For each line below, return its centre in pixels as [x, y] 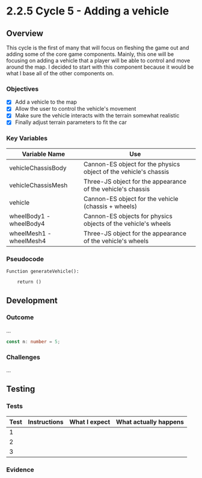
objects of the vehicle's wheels [127, 223]
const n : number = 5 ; [33, 341]
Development [32, 300]
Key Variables [27, 138]
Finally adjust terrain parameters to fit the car [71, 122]
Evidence [20, 470]
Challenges [23, 357]
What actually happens [150, 421]
